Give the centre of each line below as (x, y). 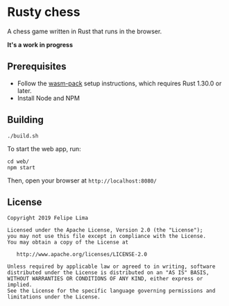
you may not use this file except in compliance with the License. (107, 237)
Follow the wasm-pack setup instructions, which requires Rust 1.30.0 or (119, 83)
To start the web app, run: (44, 148)
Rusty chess (44, 12)
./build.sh (23, 136)
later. (25, 90)
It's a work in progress (40, 44)
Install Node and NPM (48, 98)
